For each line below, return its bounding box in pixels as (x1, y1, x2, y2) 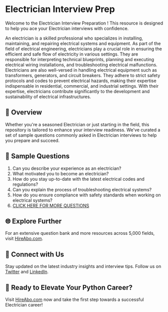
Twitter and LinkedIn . (5, 269, 49, 275)
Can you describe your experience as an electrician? (12, 165, 121, 171)
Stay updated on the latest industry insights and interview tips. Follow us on (5, 263, 161, 269)
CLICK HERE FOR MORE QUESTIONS (12, 202, 89, 208)
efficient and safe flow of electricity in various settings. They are (5, 51, 138, 57)
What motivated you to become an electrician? (12, 170, 109, 176)
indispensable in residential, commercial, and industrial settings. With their (5, 83, 159, 89)
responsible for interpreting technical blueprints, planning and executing (5, 56, 154, 62)
